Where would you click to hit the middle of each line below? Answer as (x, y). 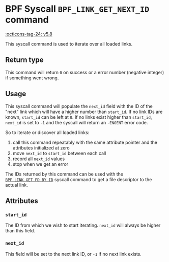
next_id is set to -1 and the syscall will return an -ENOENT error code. (77, 122)
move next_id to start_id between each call (59, 153)
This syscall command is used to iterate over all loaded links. (69, 43)
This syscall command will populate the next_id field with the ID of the (79, 106)
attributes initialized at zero (41, 148)
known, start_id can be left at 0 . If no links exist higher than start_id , (79, 117)
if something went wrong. (32, 78)
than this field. (20, 231)
